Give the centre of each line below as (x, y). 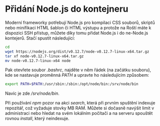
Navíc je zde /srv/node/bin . (32, 93)
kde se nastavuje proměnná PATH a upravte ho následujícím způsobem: (77, 75)
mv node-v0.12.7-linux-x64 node (38, 61)
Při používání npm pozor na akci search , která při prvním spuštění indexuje (80, 103)
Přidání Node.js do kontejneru (67, 9)
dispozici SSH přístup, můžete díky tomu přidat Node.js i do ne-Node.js (77, 33)
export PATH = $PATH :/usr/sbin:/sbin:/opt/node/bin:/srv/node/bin (72, 84)
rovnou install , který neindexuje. (37, 119)
